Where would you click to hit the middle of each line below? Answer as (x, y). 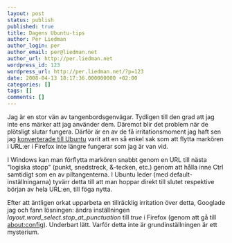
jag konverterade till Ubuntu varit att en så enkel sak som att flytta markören (115, 139)
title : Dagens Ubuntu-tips (46, 33)
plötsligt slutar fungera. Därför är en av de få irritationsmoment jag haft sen (114, 132)
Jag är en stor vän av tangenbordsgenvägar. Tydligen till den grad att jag (111, 117)
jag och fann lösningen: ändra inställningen (69, 210)
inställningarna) (29, 182)
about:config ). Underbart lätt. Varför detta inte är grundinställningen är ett (112, 225)
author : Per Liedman (37, 39)
